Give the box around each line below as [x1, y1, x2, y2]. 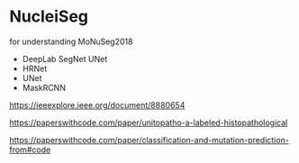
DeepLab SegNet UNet [22, 53, 108, 64]
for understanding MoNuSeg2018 [9, 36, 133, 47]
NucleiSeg [9, 6, 88, 27]
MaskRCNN [22, 82, 66, 93]
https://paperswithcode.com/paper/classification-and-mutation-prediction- [9, 134, 290, 145]
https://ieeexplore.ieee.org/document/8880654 [9, 99, 186, 110]
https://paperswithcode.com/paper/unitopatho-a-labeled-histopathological [9, 117, 288, 128]
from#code [9, 144, 51, 155]
